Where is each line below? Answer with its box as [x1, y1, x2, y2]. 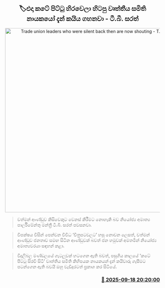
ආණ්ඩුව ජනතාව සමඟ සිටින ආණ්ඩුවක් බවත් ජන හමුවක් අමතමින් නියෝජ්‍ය [17, 237, 157, 243]
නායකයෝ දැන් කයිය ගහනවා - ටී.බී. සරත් [26, 15, 139, 23]
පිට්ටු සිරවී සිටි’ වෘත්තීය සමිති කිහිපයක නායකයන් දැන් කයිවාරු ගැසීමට [17, 258, 146, 264]
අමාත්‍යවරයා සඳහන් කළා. [17, 243, 65, 249]
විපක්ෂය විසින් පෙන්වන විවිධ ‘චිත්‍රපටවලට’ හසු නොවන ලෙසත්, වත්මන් [17, 231, 150, 237]
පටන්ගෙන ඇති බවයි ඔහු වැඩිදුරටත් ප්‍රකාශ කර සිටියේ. [17, 263, 117, 269]
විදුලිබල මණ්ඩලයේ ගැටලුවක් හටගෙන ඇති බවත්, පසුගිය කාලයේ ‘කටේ [17, 253, 151, 259]
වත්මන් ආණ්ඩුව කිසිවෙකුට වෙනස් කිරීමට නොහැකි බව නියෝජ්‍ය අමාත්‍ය [17, 216, 151, 222]
